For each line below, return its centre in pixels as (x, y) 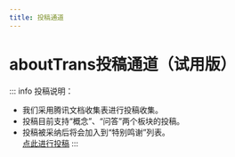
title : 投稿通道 (36, 17)
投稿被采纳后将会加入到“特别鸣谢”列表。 (96, 132)
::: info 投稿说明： (41, 91)
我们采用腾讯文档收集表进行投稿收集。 (92, 110)
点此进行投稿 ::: (50, 143)
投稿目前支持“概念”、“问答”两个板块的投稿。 (103, 120)
